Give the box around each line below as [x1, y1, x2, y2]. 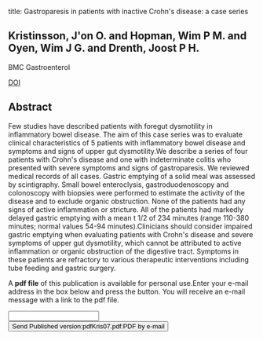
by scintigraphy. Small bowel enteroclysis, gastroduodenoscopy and [8, 180, 229, 189]
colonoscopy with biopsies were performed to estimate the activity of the [8, 188, 246, 197]
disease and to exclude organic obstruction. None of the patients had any [8, 196, 246, 206]
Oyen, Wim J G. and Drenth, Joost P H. [8, 42, 200, 55]
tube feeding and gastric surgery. [8, 263, 116, 272]
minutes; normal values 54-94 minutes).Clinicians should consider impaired [8, 221, 253, 231]
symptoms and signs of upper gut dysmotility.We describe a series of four [8, 146, 248, 155]
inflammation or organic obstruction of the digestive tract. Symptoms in [8, 247, 239, 256]
